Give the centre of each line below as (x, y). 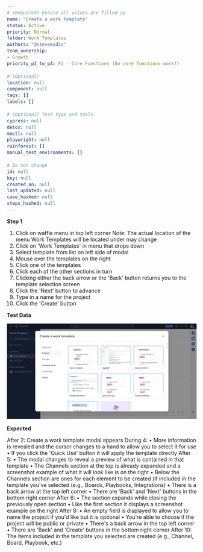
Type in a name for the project (53, 297)
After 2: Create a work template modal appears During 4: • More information (101, 441)
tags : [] (18, 96)
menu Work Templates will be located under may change (86, 239)
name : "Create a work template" (47, 19)
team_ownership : (27, 51)
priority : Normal (29, 32)
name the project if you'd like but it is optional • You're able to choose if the (101, 517)
